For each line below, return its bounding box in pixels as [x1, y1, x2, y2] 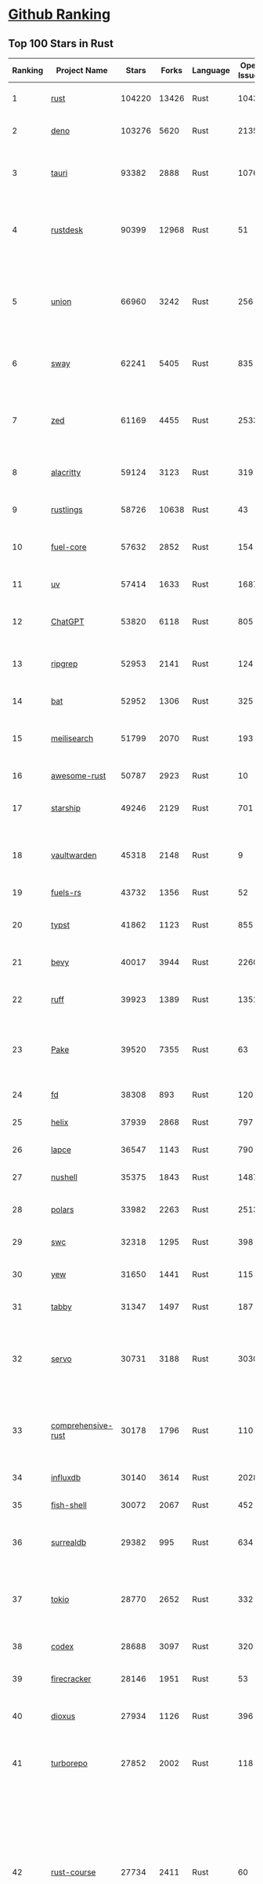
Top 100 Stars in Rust [8, 37, 113, 50]
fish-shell [50, 1500, 88, 1510]
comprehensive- [50, 1420, 113, 1431]
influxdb [50, 1472, 81, 1483]
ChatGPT [50, 616, 85, 627]
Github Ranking [8, 5, 111, 24]
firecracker [50, 1674, 92, 1684]
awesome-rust [50, 770, 106, 781]
